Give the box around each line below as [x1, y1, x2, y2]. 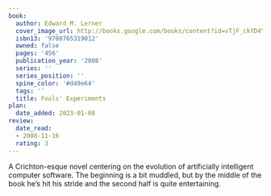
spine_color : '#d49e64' [15, 79, 95, 87]
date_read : [15, 124, 52, 132]
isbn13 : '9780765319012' [15, 34, 99, 43]
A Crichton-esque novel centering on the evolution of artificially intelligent [8, 161, 254, 171]
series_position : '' [15, 72, 85, 80]
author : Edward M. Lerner [15, 19, 103, 27]
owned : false [15, 42, 60, 50]
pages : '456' [15, 49, 60, 57]
